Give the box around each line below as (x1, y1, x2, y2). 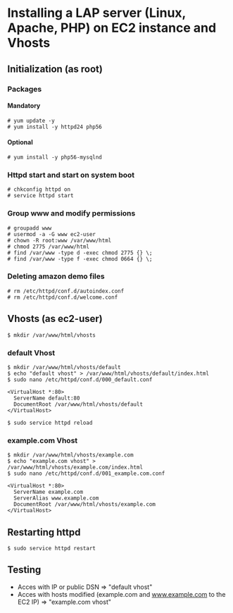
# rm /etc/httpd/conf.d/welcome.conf (7, 294, 118, 301)
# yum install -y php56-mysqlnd (7, 154, 102, 161)
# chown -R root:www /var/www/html (7, 237, 112, 244)
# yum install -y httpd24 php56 (7, 123, 102, 130)
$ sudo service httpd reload (7, 419, 93, 426)
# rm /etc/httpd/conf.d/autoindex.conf (7, 287, 125, 295)
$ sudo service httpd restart (7, 545, 96, 552)
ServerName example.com (13, 488, 83, 496)
